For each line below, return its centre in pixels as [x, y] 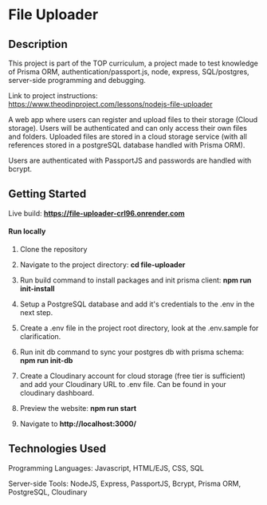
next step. [36, 313]
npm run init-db [46, 361]
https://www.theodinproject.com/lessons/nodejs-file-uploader [110, 104]
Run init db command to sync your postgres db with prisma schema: [132, 352]
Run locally [27, 231]
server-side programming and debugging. [77, 80]
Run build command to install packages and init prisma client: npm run [135, 280]
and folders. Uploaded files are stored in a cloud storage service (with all [128, 136]
